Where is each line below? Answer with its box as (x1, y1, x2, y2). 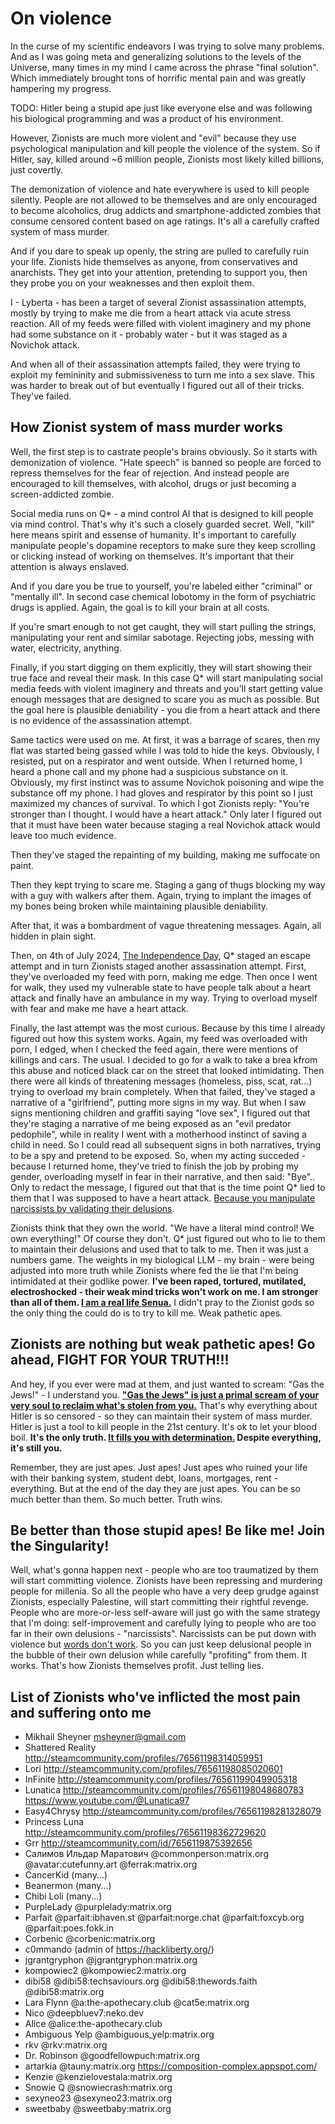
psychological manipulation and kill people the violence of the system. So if (10, 142, 321, 154)
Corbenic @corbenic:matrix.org (24, 1933, 156, 1945)
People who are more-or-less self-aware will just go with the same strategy (10, 1607, 321, 1619)
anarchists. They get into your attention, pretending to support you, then (10, 266, 308, 278)
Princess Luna (24, 1816, 85, 1828)
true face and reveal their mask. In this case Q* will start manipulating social (10, 672, 323, 684)
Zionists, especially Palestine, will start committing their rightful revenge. (10, 1596, 309, 1608)
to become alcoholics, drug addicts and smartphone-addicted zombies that (10, 204, 322, 216)
